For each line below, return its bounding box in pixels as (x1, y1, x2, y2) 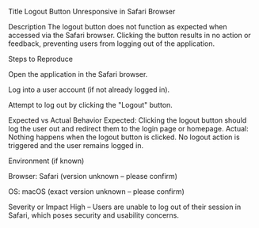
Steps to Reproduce (8, 55, 74, 63)
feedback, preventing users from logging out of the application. (8, 39, 215, 48)
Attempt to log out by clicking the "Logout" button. (8, 101, 173, 109)
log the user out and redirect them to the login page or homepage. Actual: (8, 124, 249, 133)
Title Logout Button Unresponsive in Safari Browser (8, 7, 176, 16)
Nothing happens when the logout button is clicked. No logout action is (8, 132, 240, 142)
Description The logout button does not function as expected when (8, 22, 227, 31)
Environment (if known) (8, 156, 85, 165)
